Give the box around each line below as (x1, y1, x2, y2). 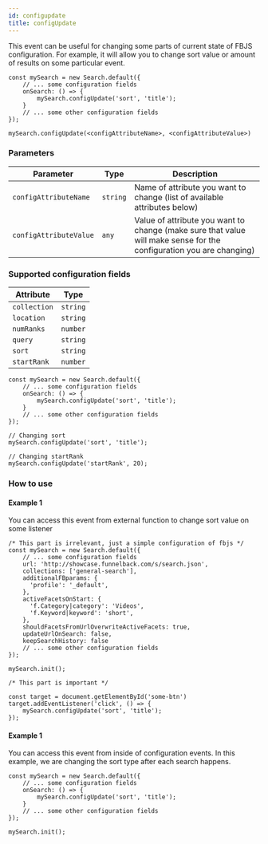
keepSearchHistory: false (22, 637, 109, 645)
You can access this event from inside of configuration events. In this (8, 748, 235, 758)
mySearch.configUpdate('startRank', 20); (8, 459, 148, 467)
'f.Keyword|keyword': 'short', (29, 609, 134, 617)
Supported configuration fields (8, 268, 131, 279)
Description (172, 168, 218, 179)
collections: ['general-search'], (22, 567, 137, 575)
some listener (8, 524, 53, 534)
